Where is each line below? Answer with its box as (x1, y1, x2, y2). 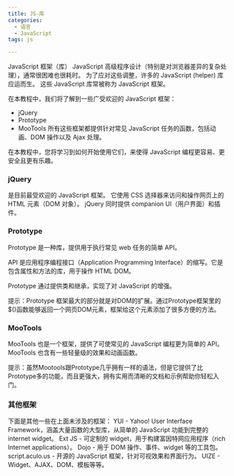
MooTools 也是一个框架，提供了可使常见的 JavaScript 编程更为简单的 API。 (8, 340, 224, 348)
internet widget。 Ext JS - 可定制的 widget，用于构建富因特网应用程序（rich (8, 434, 226, 443)
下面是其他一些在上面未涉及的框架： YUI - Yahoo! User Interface (8, 417, 193, 426)
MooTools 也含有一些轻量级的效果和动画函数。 (8, 348, 141, 357)
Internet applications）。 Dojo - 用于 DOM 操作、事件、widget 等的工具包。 (8, 443, 222, 452)
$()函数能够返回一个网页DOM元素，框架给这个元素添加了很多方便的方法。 (8, 305, 220, 313)
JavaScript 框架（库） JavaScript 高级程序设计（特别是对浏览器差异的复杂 (8, 62, 221, 70)
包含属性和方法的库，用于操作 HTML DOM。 (8, 267, 135, 275)
